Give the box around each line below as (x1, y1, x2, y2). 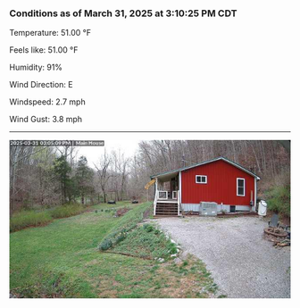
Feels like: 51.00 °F (9, 45, 79, 55)
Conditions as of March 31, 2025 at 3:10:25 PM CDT (9, 7, 237, 20)
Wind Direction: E (9, 79, 73, 90)
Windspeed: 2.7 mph (9, 96, 87, 107)
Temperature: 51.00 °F (9, 28, 92, 38)
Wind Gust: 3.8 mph (9, 114, 83, 125)
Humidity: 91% (9, 62, 63, 73)
